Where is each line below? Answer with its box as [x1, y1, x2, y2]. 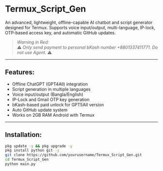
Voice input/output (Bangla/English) [12, 91, 83, 97]
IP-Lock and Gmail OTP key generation [12, 96, 90, 103]
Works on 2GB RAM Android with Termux [12, 112, 95, 118]
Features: [5, 68, 35, 76]
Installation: [5, 131, 42, 139]
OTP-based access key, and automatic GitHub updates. [5, 30, 116, 35]
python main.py [5, 162, 36, 167]
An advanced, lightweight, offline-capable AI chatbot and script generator [5, 19, 153, 25]
